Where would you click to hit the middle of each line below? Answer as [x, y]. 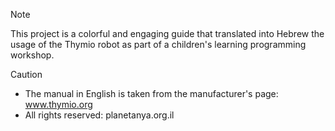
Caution [26, 74]
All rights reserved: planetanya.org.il [99, 115]
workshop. [32, 55]
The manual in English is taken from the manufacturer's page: [151, 93]
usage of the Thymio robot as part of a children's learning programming [158, 44]
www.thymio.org [58, 104]
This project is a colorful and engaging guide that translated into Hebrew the [167, 33]
